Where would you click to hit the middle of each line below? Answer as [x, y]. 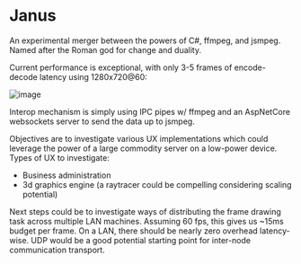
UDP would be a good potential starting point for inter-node [141, 240]
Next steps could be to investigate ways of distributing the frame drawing [145, 211]
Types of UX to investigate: [59, 157]
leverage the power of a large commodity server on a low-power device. [143, 148]
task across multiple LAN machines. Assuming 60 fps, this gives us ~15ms [147, 221]
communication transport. [57, 250]
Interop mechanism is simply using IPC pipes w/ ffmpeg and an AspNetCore [150, 111]
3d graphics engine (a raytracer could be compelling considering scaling [157, 184]
